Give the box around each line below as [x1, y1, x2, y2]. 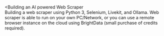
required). [4, 25, 25, 31]
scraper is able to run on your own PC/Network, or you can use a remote [4, 15, 154, 20]
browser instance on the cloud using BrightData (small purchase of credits [4, 20, 158, 26]
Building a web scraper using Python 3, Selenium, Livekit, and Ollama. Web [4, 9, 159, 15]
